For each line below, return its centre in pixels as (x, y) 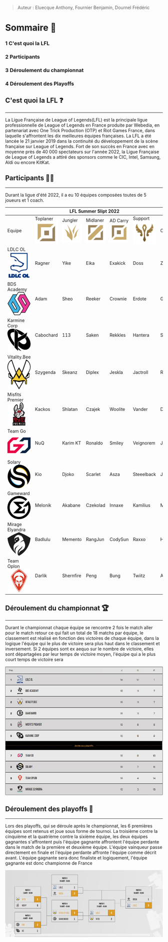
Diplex (92, 372)
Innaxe (116, 506)
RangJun (95, 539)
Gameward (18, 493)
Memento (72, 539)
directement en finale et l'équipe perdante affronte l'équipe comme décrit (81, 852)
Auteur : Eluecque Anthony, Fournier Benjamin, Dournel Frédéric (83, 8)
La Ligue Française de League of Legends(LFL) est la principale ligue (76, 120)
